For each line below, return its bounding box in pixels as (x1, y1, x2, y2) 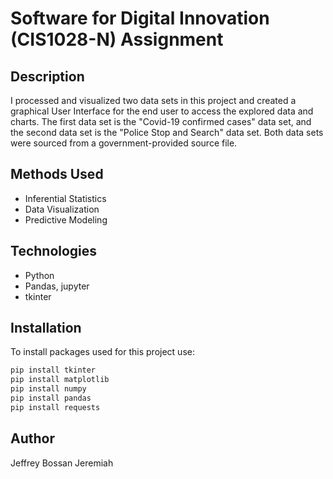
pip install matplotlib (10, 375, 110, 385)
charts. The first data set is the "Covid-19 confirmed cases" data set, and (10, 116, 312, 127)
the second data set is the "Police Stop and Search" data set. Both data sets (10, 127, 324, 138)
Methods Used (10, 166, 104, 183)
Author (10, 430, 55, 447)
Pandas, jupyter (24, 280, 90, 292)
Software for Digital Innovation (10, 7, 270, 30)
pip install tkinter (10, 365, 97, 376)
